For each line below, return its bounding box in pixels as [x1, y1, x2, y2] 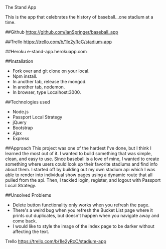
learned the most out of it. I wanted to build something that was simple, [5, 151, 152, 156]
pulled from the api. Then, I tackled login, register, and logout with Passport [5, 177, 161, 183]
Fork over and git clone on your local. [12, 68, 90, 74]
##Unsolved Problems [5, 192, 52, 198]
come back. [12, 218, 37, 224]
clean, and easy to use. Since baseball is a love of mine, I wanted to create [5, 156, 159, 162]
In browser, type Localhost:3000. [12, 89, 81, 95]
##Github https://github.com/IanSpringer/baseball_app [5, 29, 119, 35]
